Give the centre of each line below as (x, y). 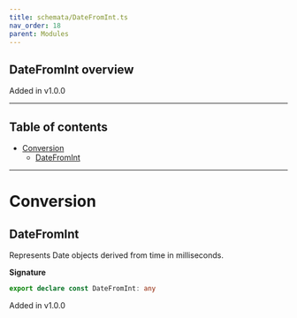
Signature (28, 272)
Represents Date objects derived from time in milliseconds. (116, 255)
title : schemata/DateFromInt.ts (69, 17)
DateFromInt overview (72, 69)
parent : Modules (39, 34)
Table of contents (58, 127)
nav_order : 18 (35, 26)
